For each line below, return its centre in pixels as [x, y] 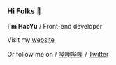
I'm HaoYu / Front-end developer [55, 27]
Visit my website [31, 40]
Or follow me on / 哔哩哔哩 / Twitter [58, 55]
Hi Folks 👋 [24, 11]
